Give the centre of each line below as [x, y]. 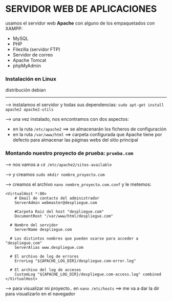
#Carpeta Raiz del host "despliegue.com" [59, 211]
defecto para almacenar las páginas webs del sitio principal [75, 140]
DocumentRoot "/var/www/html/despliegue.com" [64, 216]
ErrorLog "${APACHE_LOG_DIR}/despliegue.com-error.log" [76, 261]
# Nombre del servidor [34, 225]
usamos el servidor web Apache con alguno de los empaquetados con [80, 23]
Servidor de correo [33, 55]
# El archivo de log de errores [45, 256]
